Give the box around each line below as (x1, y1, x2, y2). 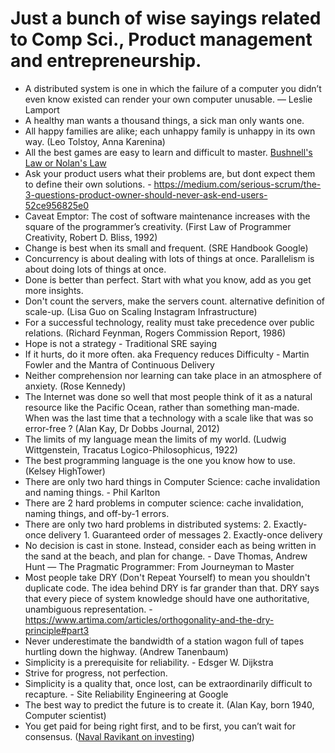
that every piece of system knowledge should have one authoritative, (24, 592, 310, 604)
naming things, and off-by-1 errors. (24, 507, 170, 519)
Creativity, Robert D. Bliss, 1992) (24, 231, 158, 243)
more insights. (24, 284, 84, 296)
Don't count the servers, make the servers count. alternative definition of (24, 295, 326, 307)
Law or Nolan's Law (24, 157, 107, 169)
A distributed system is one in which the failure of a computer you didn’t (24, 82, 322, 94)
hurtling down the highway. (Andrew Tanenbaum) (24, 645, 229, 657)
